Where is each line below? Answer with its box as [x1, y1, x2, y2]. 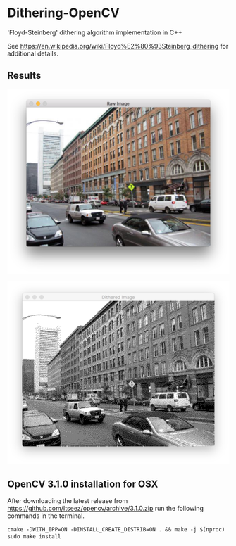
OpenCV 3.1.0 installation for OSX [7, 478, 159, 490]
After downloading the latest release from [7, 497, 128, 505]
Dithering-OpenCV [7, 5, 120, 21]
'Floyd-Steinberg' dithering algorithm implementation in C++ [7, 28, 182, 37]
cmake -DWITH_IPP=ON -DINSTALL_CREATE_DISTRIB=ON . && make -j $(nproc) [7, 526, 225, 533]
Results [7, 70, 42, 82]
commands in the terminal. [7, 512, 85, 520]
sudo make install [7, 533, 61, 540]
